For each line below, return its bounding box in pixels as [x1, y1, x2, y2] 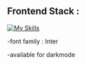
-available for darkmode [7, 50, 76, 58]
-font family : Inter [7, 37, 58, 45]
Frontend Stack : [7, 6, 80, 17]
